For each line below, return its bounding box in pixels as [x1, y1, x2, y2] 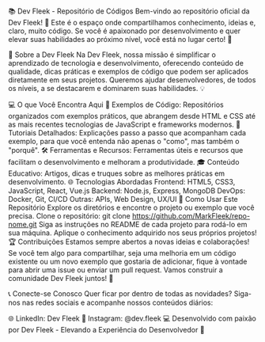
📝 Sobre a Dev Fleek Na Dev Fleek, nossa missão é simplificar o [8, 50, 216, 59]
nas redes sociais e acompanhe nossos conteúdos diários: [21, 298, 214, 307]
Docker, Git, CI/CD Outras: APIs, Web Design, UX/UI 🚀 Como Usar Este [8, 195, 239, 203]
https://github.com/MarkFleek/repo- [131, 211, 251, 220]
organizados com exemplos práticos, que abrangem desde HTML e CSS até [8, 112, 256, 120]
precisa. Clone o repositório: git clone [8, 211, 131, 220]
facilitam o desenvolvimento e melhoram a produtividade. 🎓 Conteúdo [8, 158, 240, 166]
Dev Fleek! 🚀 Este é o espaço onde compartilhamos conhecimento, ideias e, [8, 18, 256, 27]
